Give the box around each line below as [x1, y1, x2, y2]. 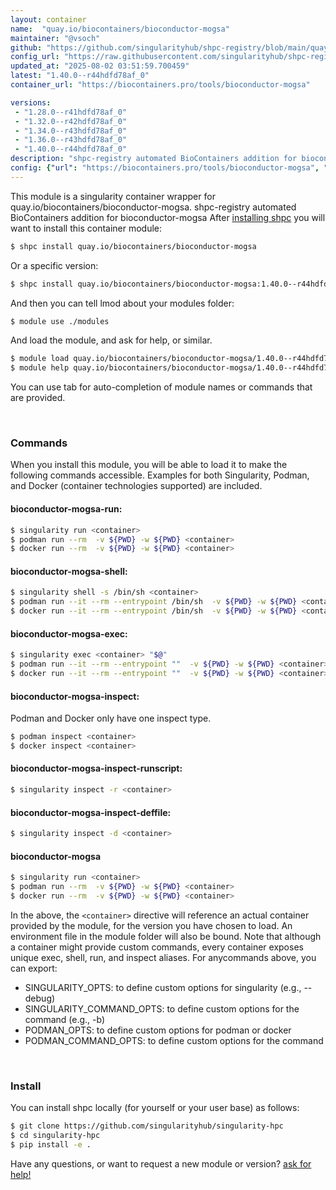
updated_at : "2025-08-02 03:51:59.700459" [10, 61, 190, 71]
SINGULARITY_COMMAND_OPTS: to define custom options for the [24, 1002, 300, 1015]
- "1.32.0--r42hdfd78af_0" [14, 116, 128, 126]
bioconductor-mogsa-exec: [10, 627, 128, 640]
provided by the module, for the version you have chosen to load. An [10, 919, 293, 931]
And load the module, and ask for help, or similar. [10, 334, 213, 346]
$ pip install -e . [10, 1139, 92, 1150]
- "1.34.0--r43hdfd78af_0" [14, 126, 128, 136]
